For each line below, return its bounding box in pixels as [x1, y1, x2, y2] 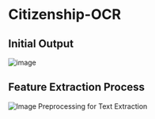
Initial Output [8, 37, 74, 50]
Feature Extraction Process [8, 80, 145, 94]
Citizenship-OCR [8, 6, 121, 24]
